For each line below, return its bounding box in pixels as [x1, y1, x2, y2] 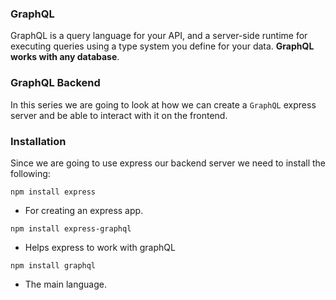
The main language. [24, 278, 107, 290]
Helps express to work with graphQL [24, 241, 176, 253]
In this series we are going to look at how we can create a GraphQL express [10, 98, 317, 111]
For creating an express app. [24, 204, 144, 216]
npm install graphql [10, 260, 97, 271]
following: [10, 167, 51, 179]
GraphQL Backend [10, 76, 101, 90]
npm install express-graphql [10, 223, 132, 234]
